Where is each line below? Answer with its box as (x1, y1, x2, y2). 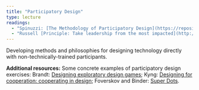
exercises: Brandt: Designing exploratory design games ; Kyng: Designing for (6, 71, 192, 78)
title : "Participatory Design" (6, 8, 84, 15)
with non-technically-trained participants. (6, 53, 108, 60)
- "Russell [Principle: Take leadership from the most (11, 31, 150, 37)
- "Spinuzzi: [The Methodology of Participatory (11, 25, 134, 31)
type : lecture (6, 14, 41, 20)
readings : (6, 20, 31, 25)
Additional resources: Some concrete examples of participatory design (6, 65, 181, 72)
